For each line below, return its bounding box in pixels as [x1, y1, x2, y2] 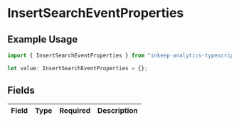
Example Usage [7, 33, 78, 45]
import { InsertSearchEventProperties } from [7, 52, 144, 59]
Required [59, 105, 91, 115]
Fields [7, 84, 36, 96]
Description [97, 105, 139, 115]
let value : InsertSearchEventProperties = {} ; [7, 65, 148, 72]
